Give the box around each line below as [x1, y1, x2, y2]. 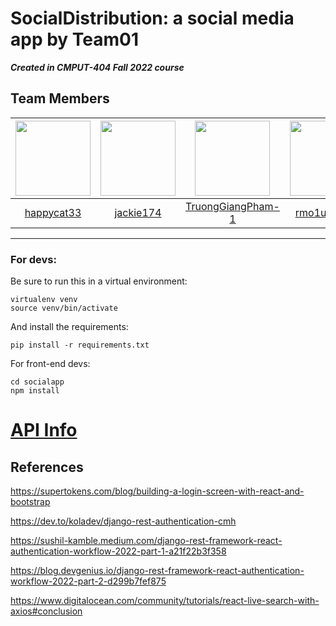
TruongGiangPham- [185, 199, 280, 213]
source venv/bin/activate [10, 303, 118, 314]
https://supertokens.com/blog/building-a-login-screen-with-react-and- [10, 485, 305, 497]
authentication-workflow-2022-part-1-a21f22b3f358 [10, 545, 227, 557]
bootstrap [10, 496, 51, 508]
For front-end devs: [10, 358, 91, 370]
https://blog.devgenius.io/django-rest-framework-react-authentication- [10, 565, 305, 577]
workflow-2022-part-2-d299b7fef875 [10, 575, 167, 587]
